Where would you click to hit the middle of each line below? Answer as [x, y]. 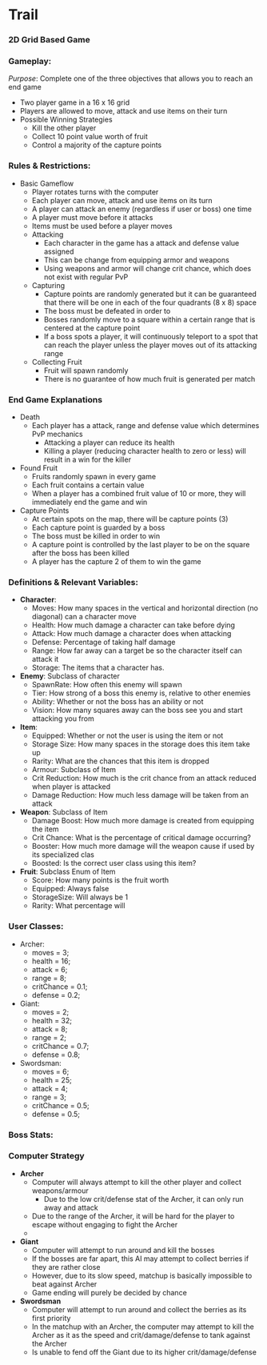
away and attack [71, 1207]
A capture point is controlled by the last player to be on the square [141, 544]
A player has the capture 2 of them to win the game [116, 561]
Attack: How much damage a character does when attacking [132, 634]
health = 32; [52, 1020]
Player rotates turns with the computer [95, 192]
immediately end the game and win [90, 502]
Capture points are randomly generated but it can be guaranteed [150, 294]
